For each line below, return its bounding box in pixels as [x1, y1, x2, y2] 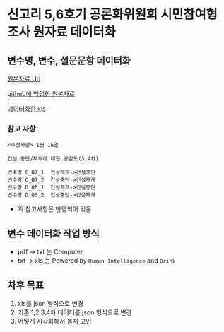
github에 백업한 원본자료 [7, 90, 76, 97]
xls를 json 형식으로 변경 [17, 299, 83, 307]
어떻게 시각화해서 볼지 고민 [17, 316, 92, 325]
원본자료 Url [7, 75, 41, 83]
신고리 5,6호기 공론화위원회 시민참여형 [7, 6, 218, 23]
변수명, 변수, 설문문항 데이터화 [7, 54, 131, 66]
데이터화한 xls [7, 105, 46, 113]
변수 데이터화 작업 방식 [7, 227, 100, 239]
